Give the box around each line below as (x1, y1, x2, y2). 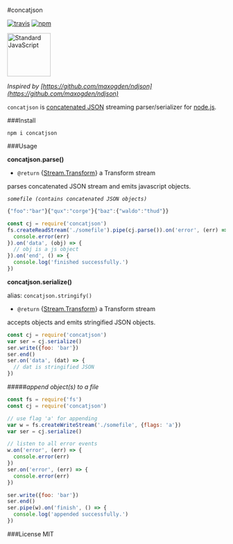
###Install (7, 116, 36, 124)
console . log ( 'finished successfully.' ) (13, 259, 129, 266)
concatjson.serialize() (7, 277, 72, 286)
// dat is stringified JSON (13, 364, 95, 371)
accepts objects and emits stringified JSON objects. (7, 318, 156, 326)
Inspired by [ (7, 82, 44, 90)
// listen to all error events (7, 440, 98, 448)
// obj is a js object (13, 246, 79, 253)
